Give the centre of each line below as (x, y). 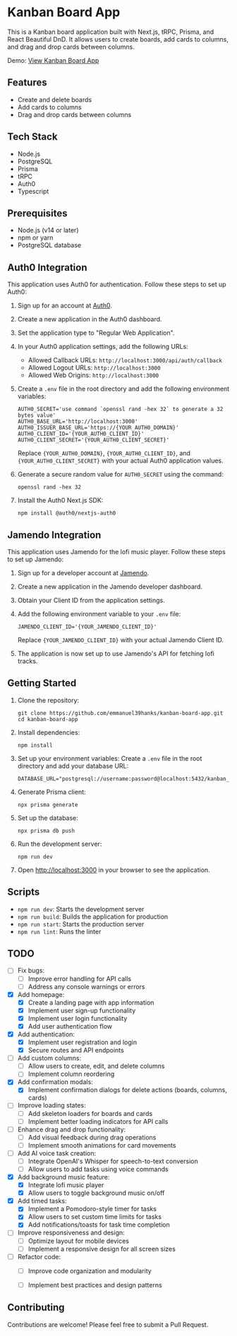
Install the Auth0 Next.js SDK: (60, 501)
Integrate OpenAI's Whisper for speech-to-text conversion (113, 1161)
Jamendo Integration (54, 535)
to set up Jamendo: (36, 559)
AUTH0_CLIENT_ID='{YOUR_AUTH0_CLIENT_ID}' (81, 434)
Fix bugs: (31, 971)
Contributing (36, 1307)
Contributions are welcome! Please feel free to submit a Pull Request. (108, 1324)
